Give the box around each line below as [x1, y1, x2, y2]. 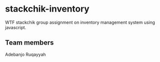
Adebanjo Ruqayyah [5, 51, 46, 57]
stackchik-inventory [5, 3, 90, 15]
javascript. [5, 24, 27, 30]
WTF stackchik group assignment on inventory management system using [5, 19, 156, 25]
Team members [5, 39, 54, 47]
